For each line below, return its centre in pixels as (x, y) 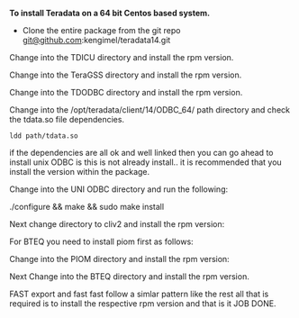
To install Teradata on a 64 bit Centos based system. (109, 13)
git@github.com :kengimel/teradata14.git (96, 40)
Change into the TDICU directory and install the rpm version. (122, 57)
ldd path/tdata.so (44, 136)
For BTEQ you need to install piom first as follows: (101, 241)
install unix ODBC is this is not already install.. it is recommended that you (145, 162)
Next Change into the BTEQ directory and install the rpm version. (129, 277)
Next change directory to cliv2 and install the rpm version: (117, 224)
